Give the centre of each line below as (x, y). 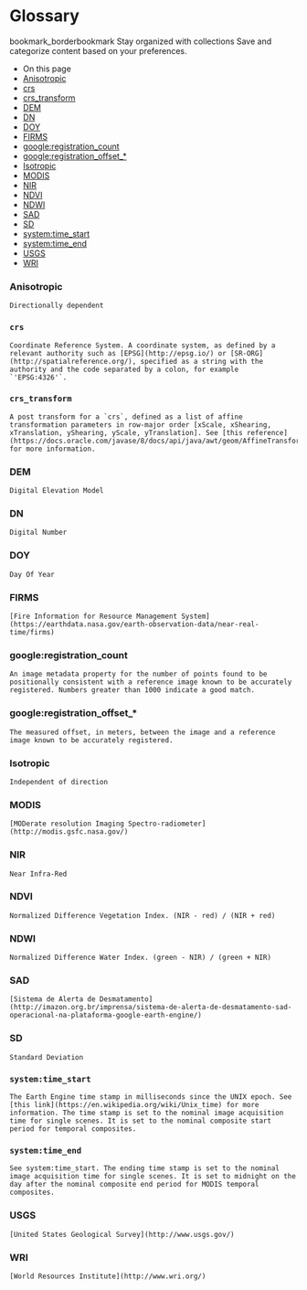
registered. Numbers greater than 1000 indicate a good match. (132, 690)
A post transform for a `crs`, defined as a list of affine (127, 417)
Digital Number (38, 533)
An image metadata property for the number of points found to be (138, 674)
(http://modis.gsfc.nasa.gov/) (69, 832)
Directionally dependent (57, 306)
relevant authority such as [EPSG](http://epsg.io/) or (118, 353)
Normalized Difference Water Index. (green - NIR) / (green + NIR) (141, 958)
